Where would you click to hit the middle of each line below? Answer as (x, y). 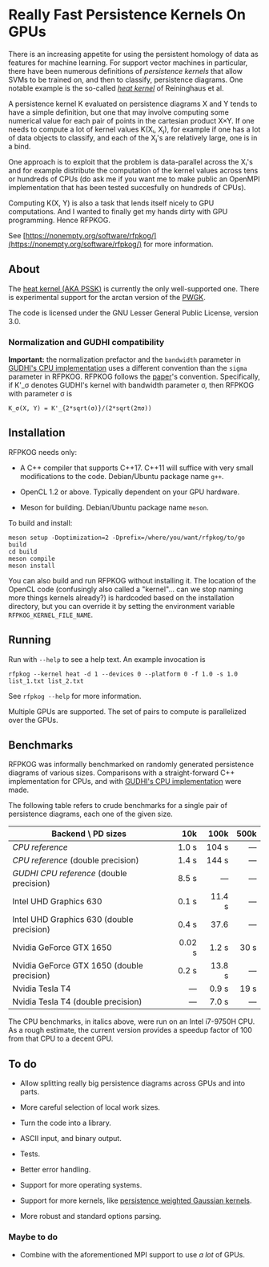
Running (30, 640)
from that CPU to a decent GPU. (61, 1039)
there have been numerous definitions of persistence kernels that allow (125, 71)
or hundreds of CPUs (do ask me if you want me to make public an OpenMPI (134, 179)
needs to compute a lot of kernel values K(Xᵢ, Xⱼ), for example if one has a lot (134, 129)
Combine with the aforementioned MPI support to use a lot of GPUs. (132, 1254)
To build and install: (40, 522)
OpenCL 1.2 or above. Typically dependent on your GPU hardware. (130, 492)
